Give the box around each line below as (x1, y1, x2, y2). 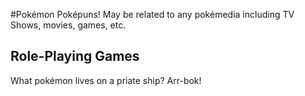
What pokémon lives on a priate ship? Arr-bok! (10, 74, 202, 86)
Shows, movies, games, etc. (10, 19, 127, 31)
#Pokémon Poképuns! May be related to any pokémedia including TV (10, 9, 295, 20)
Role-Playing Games (10, 48, 140, 65)
